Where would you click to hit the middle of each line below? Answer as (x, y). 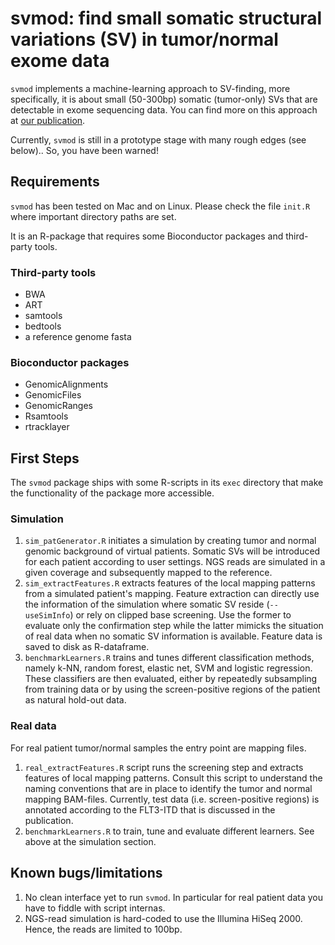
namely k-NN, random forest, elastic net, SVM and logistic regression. (168, 668)
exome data (60, 61)
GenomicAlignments (66, 384)
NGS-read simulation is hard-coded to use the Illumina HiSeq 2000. (163, 918)
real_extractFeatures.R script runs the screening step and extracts (164, 767)
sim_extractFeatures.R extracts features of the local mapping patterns (170, 583)
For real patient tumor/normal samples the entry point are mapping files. (158, 748)
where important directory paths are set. (93, 216)
